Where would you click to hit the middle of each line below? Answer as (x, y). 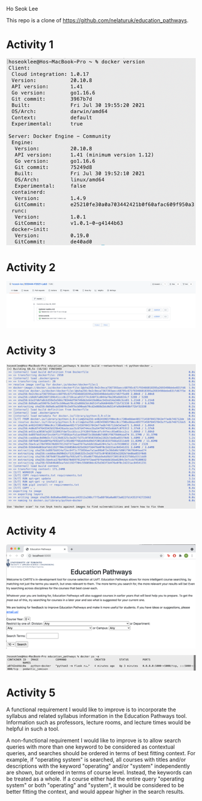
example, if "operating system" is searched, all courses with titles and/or (96, 759)
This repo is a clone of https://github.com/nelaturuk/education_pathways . (97, 20)
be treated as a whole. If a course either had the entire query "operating (95, 779)
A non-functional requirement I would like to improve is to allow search (94, 740)
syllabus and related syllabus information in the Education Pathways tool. (97, 715)
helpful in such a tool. (33, 729)
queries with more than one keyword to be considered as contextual (91, 747)
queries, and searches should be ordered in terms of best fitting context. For (101, 753)
